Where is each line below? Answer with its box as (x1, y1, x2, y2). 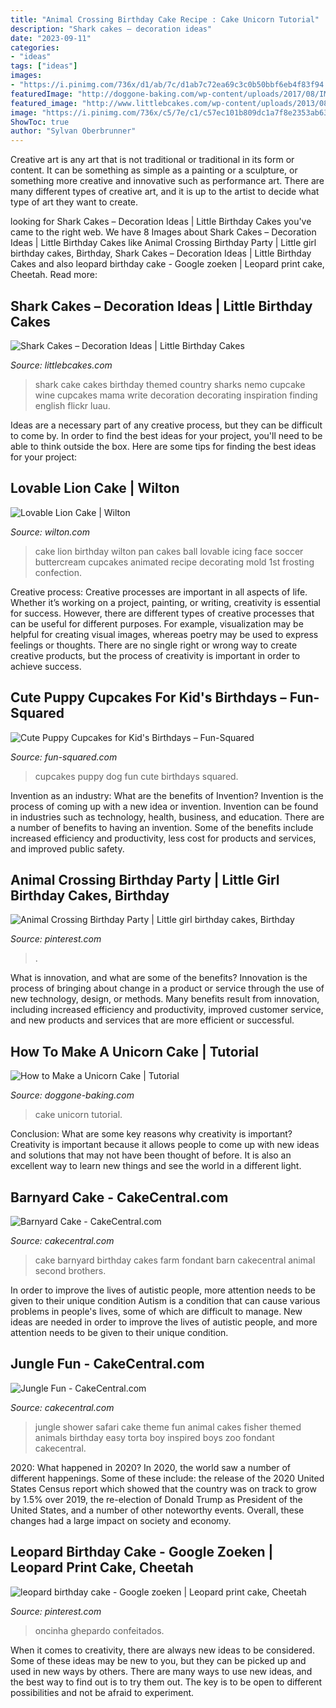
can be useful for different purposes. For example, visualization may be (10, 617, 304, 630)
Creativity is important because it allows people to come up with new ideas (10, 1139, 320, 1151)
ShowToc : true (10, 117, 70, 127)
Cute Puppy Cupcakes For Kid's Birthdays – (10, 689, 287, 706)
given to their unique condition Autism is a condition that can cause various (10, 1295, 321, 1306)
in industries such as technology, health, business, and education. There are (10, 811, 325, 823)
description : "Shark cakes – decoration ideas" (10, 24, 213, 34)
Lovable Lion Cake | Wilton (10, 480, 180, 497)
